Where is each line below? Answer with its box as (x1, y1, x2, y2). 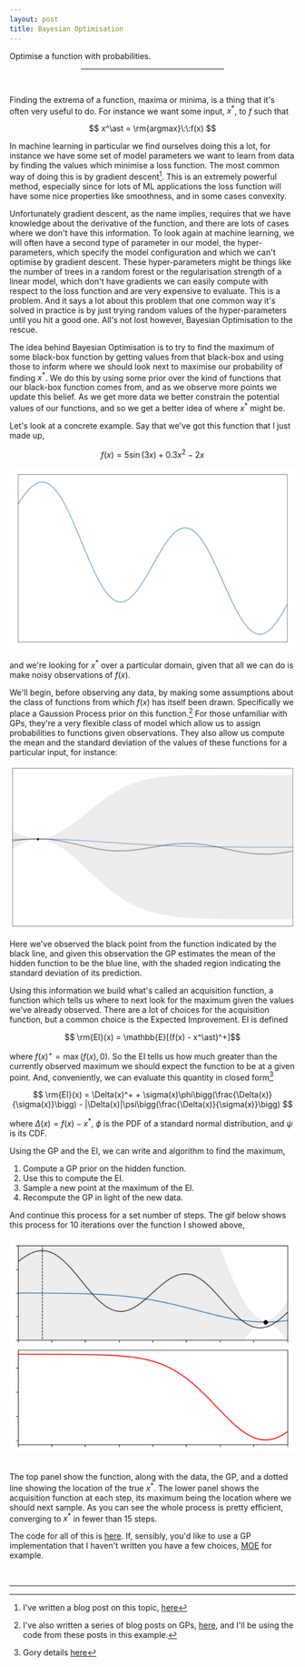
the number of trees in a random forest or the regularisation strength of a (9, 266, 282, 277)
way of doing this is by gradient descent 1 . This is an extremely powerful (9, 169, 277, 182)
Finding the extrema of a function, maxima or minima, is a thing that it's (9, 94, 275, 105)
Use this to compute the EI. (22, 1172, 124, 1183)
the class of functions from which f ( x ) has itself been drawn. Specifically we (9, 696, 294, 707)
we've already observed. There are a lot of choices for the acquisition (9, 1004, 270, 1015)
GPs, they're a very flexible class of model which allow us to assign (9, 717, 261, 728)
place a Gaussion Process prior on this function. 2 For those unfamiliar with (9, 706, 288, 719)
